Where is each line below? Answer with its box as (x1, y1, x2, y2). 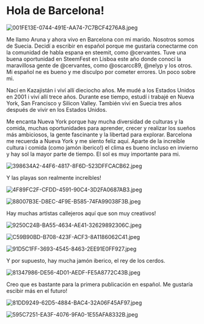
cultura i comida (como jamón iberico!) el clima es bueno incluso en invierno (6, 144, 199, 151)
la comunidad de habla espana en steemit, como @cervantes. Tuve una (6, 48, 186, 56)
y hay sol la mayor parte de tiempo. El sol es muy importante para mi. (6, 150, 181, 158)
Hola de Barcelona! (6, 4, 105, 18)
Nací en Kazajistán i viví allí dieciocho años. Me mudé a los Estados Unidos (6, 86, 195, 94)
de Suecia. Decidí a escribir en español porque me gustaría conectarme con (6, 42, 199, 50)
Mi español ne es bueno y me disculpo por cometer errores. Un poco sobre (6, 68, 196, 75)
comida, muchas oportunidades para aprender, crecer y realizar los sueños (6, 124, 196, 131)
